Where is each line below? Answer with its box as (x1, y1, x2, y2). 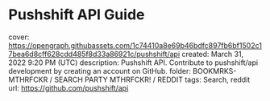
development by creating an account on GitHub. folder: (8, 66, 192, 75)
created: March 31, (181, 49, 244, 59)
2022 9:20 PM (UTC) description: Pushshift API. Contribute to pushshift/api (8, 58, 259, 67)
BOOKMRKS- (193, 66, 237, 75)
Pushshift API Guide (8, 6, 145, 24)
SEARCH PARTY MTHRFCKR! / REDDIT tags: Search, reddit (53, 75, 251, 84)
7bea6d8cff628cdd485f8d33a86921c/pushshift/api (8, 49, 181, 59)
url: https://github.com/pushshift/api (8, 83, 129, 93)
